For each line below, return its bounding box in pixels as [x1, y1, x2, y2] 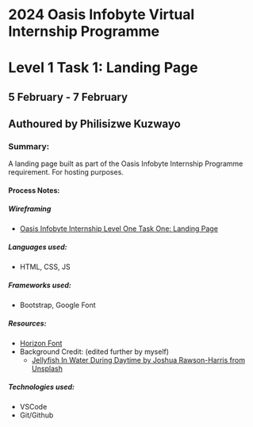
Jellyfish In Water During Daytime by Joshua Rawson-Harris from [31, 355, 246, 364]
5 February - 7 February [8, 90, 128, 104]
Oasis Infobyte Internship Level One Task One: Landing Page [19, 224, 218, 233]
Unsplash [31, 364, 63, 373]
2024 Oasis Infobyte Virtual [8, 6, 195, 24]
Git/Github [19, 410, 54, 420]
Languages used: [8, 242, 67, 252]
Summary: [8, 141, 50, 152]
